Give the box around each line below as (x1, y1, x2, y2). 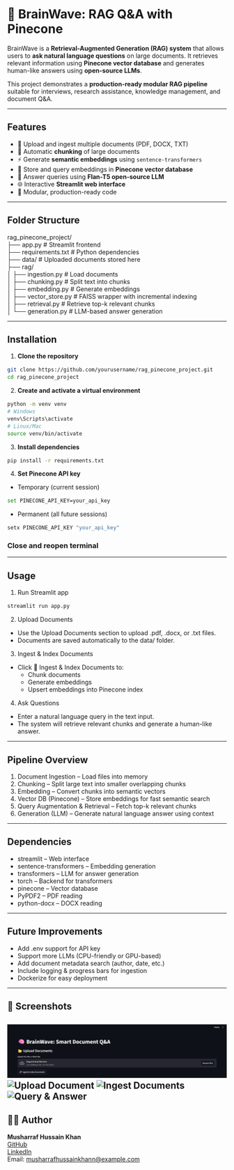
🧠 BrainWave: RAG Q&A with (7, 6, 173, 22)
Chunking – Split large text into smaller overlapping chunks (17, 779, 187, 788)
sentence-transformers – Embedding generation (17, 861, 156, 870)
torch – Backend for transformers (17, 877, 113, 885)
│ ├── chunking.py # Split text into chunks (7, 277, 130, 286)
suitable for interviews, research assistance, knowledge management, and (7, 87, 221, 95)
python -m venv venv (7, 400, 68, 408)
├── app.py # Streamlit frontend (7, 240, 101, 249)
